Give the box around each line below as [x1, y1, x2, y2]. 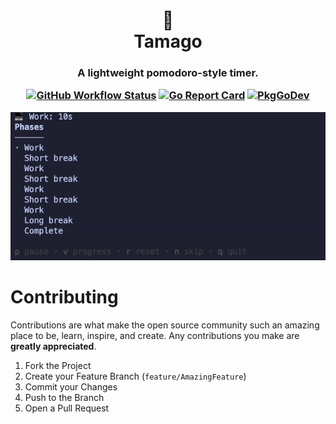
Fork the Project [24, 359, 92, 371]
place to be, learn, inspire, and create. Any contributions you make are [10, 329, 300, 341]
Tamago [133, 30, 203, 53]
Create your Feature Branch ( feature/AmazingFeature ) [24, 370, 247, 382]
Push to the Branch [24, 391, 105, 403]
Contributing [10, 285, 119, 308]
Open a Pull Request [24, 402, 110, 414]
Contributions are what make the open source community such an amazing [10, 319, 320, 331]
